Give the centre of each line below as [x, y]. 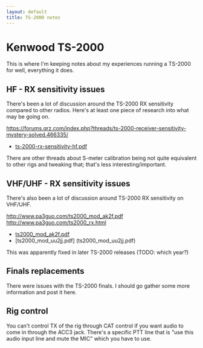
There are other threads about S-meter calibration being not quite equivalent [101, 158]
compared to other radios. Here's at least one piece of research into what [98, 110]
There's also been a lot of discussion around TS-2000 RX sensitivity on [95, 198]
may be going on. [28, 117]
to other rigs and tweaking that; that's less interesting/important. [86, 165]
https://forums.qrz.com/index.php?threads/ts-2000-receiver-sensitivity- [96, 128]
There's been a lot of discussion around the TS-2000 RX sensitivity [90, 104]
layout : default [27, 12]
